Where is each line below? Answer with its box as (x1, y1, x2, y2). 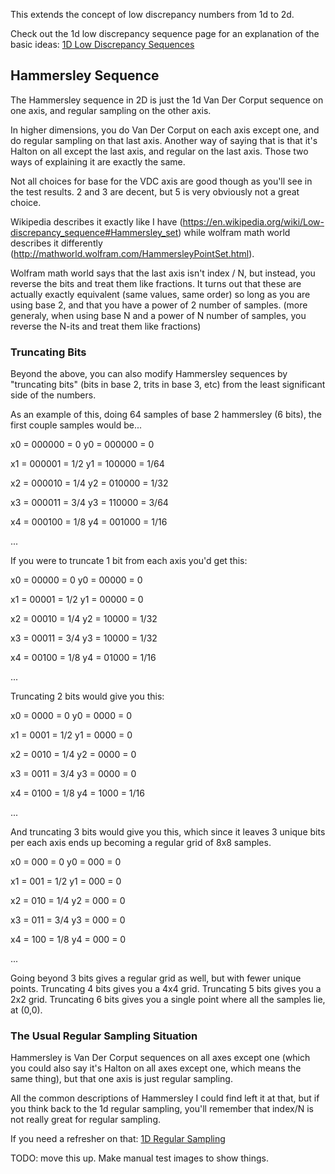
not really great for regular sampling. (10, 1114, 161, 1126)
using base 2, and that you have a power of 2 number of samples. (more (10, 299, 308, 311)
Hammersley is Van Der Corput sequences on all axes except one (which (10, 1052, 311, 1064)
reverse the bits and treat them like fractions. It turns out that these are (10, 277, 302, 289)
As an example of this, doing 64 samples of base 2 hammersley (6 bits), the (10, 409, 322, 421)
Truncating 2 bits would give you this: (10, 690, 165, 703)
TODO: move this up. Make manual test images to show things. (10, 1152, 270, 1164)
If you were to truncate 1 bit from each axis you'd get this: (10, 555, 248, 567)
